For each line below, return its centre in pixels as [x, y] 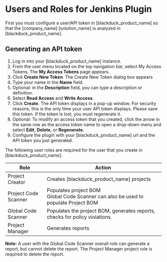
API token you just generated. [42, 140]
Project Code [23, 193]
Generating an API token [44, 49]
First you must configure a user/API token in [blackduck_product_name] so [82, 23]
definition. [23, 92]
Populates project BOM [74, 190]
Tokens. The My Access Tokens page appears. [61, 72]
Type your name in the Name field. [48, 82]
